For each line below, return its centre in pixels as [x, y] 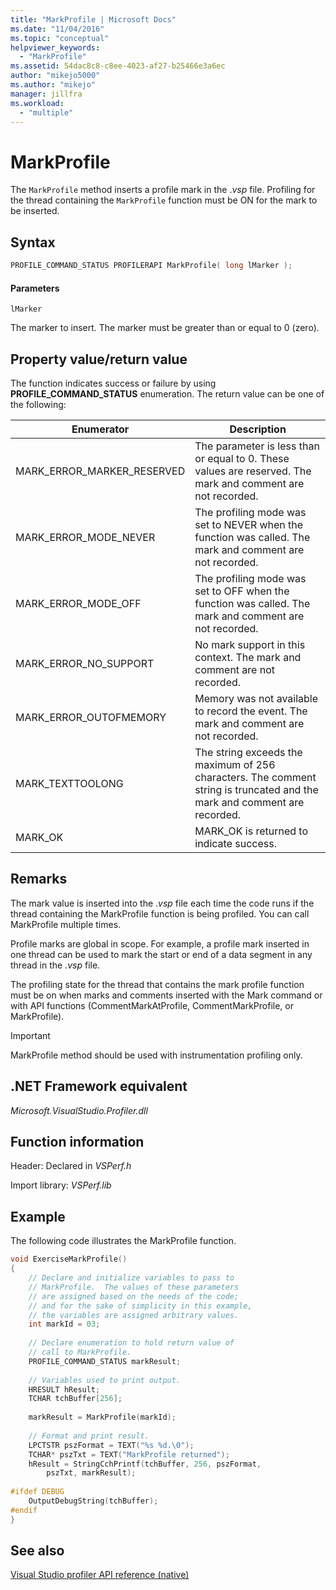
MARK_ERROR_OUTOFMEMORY [91, 718]
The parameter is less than [257, 446]
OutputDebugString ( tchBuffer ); [93, 1501]
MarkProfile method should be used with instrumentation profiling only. [156, 1055]
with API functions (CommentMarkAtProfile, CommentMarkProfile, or [152, 1005]
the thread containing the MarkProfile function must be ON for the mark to [164, 200]
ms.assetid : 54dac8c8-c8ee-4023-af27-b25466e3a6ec [118, 66]
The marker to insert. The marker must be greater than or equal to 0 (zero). [165, 328]
